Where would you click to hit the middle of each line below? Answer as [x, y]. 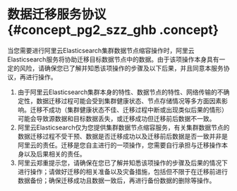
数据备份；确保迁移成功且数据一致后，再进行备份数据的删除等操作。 [116, 180]
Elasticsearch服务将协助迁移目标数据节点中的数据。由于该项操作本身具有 [113, 59]
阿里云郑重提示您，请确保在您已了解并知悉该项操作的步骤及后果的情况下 [122, 163]
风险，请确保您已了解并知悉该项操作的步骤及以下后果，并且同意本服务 [121, 68]
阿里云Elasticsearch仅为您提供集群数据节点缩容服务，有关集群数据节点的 [123, 127]
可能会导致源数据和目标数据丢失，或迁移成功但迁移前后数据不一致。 [116, 118]
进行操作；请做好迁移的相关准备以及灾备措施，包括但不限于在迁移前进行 [122, 171]
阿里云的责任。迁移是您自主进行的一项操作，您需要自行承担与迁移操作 [120, 145]
